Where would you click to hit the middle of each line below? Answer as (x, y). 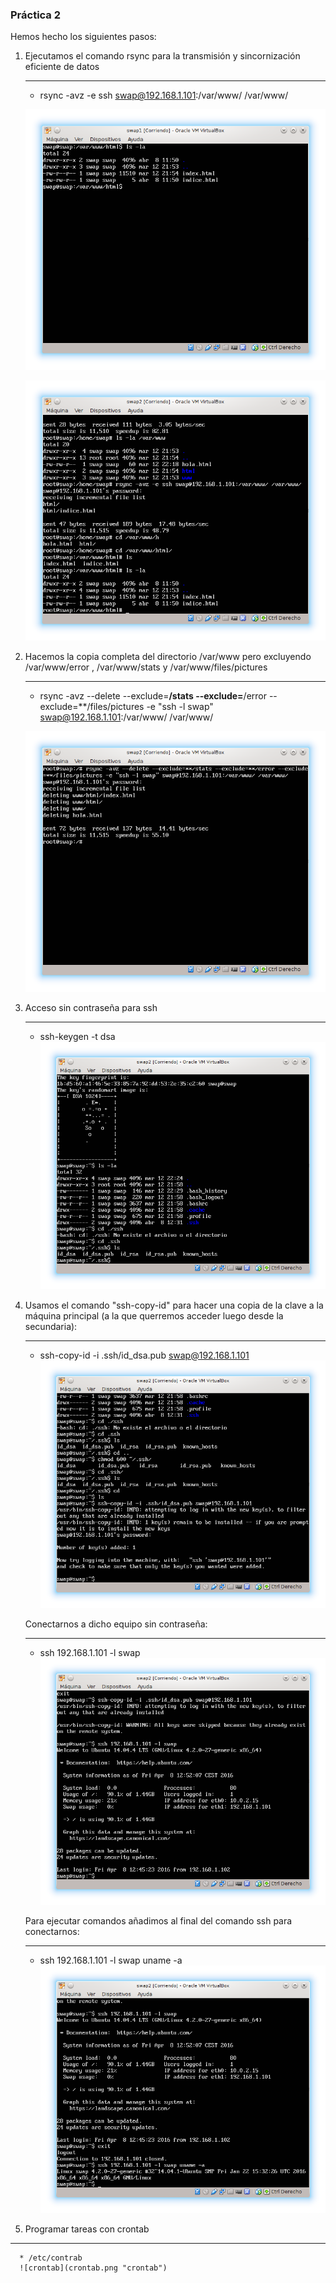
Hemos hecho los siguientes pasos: (83, 37)
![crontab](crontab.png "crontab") (93, 2268)
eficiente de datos (62, 67)
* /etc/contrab (51, 2258)
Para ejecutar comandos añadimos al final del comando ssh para (158, 1921)
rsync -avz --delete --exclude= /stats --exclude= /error (153, 696)
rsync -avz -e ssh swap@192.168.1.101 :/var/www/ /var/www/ (164, 95)
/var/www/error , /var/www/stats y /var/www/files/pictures (146, 667)
